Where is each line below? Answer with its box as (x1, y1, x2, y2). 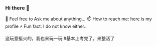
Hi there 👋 (5, 4, 30, 11)
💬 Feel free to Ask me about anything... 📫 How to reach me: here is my (5, 16, 152, 22)
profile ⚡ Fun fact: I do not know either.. (5, 23, 87, 29)
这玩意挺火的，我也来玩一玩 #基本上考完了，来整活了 (5, 36, 115, 42)
